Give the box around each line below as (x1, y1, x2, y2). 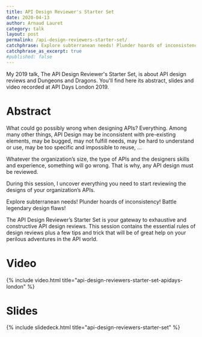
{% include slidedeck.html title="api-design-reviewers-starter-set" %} (6, 324, 180, 331)
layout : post (6, 31, 39, 37)
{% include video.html (6, 276, 61, 284)
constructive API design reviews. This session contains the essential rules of (6, 222, 196, 229)
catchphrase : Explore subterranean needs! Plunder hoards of (6, 43, 163, 49)
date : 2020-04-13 (6, 14, 50, 21)
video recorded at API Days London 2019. (6, 83, 109, 91)
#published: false (6, 54, 52, 60)
